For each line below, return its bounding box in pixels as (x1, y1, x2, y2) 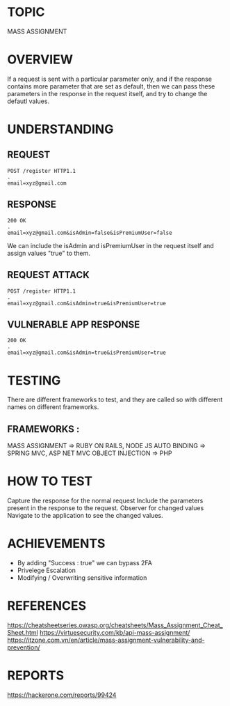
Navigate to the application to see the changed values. (7, 512, 163, 519)
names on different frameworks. (7, 403, 99, 411)
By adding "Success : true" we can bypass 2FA (17, 558, 153, 567)
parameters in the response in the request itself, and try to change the (7, 89, 208, 98)
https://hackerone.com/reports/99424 (7, 691, 117, 699)
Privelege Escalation (17, 566, 76, 574)
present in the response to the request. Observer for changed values (7, 504, 204, 512)
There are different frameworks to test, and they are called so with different (7, 395, 223, 404)
